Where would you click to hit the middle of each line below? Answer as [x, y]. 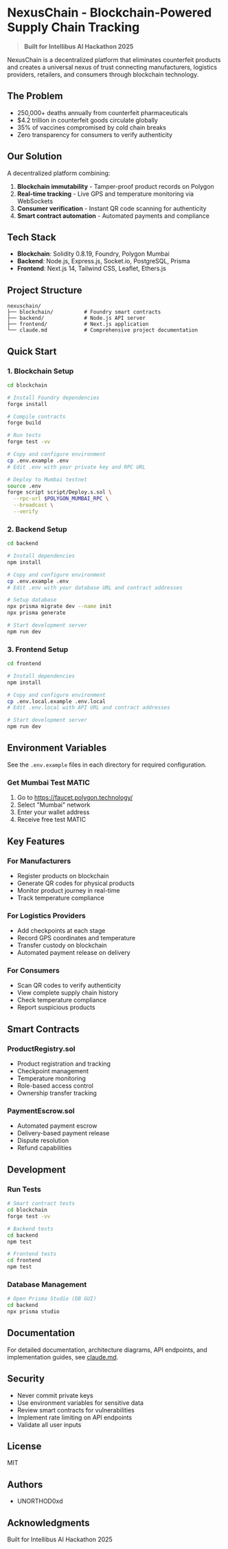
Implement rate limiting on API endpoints [75, 1417]
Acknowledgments [49, 1522]
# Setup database [32, 600]
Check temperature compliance [62, 1000]
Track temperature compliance [60, 898]
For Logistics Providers [46, 915]
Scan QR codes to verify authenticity [69, 985]
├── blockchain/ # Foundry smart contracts [84, 312]
